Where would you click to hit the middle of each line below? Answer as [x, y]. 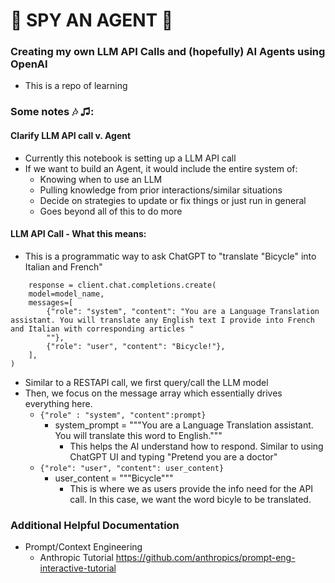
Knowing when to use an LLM [101, 179]
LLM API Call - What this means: [78, 234]
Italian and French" [63, 266]
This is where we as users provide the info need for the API [191, 488]
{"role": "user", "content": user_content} [132, 468]
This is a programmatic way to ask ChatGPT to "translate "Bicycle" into [170, 256]
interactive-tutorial [78, 568]
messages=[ [51, 302]
